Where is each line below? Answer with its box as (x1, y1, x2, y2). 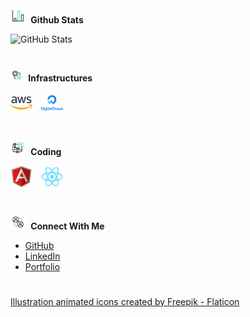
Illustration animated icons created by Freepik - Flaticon (10, 295, 240, 307)
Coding (30, 146, 62, 158)
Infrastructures (28, 72, 93, 84)
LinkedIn (24, 250, 61, 262)
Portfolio (24, 260, 61, 272)
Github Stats (30, 14, 84, 26)
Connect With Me (30, 220, 105, 232)
